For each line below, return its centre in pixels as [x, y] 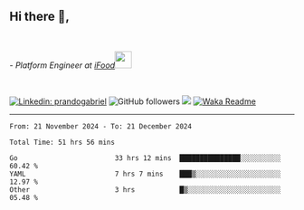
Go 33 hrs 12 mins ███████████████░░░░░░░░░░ [145, 158]
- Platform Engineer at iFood [62, 65]
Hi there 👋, [39, 17]
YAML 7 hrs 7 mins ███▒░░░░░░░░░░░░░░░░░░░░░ [145, 174]
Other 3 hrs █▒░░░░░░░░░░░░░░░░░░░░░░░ [145, 190]
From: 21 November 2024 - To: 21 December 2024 [101, 126]
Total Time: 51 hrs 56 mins [62, 142]
